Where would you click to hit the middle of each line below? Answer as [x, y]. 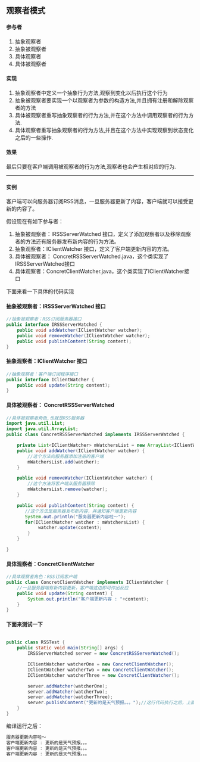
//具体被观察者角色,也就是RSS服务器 [45, 418]
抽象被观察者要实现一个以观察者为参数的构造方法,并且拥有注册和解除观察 [104, 100]
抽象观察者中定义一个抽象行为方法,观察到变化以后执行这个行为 [91, 93]
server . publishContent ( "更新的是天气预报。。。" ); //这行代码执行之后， [107, 703]
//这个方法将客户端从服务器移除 [61, 484]
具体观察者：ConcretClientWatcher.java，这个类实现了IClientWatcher [99, 271]
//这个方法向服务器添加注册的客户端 [66, 456]
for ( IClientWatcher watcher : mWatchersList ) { [85, 522]
